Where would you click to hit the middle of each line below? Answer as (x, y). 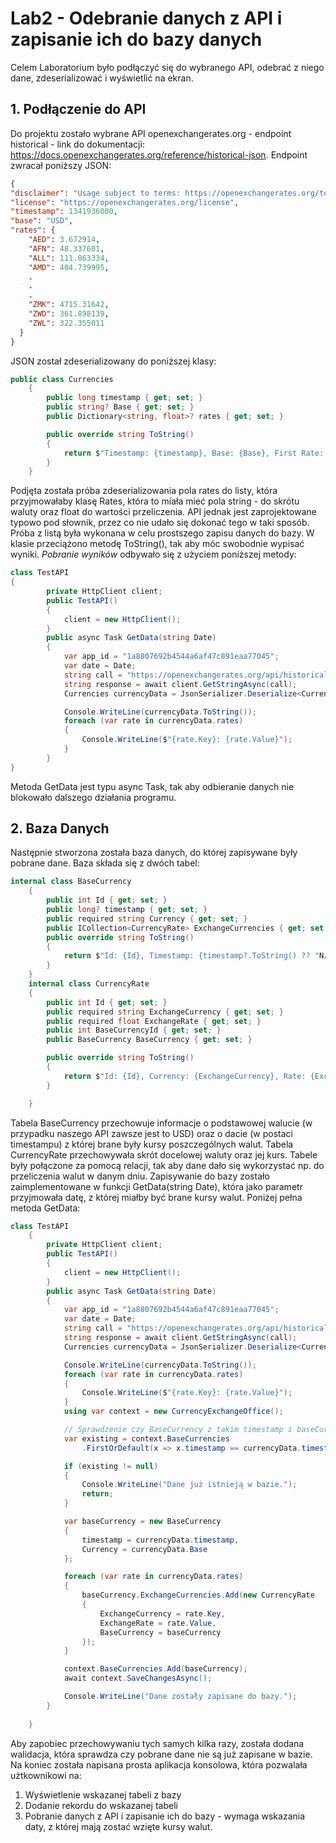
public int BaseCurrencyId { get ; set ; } (134, 1030)
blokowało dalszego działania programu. (93, 797)
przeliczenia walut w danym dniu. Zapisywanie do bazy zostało (140, 1176)
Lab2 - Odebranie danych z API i (146, 18)
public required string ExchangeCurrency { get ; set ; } (165, 1012)
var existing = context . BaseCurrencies (146, 1438)
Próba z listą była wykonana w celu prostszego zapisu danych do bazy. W (162, 533)
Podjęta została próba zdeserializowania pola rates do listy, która (144, 491)
